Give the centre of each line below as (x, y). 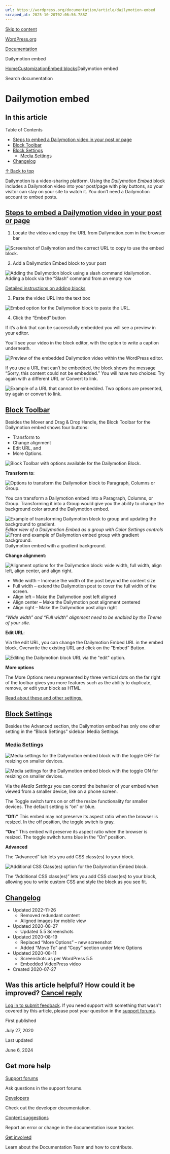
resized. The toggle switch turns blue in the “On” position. (66, 837)
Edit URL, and (27, 448)
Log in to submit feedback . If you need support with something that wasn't (83, 1005)
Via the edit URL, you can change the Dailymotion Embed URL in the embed (84, 643)
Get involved (19, 1137)
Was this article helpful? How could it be (70, 985)
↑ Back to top (20, 171)
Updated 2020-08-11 (35, 953)
